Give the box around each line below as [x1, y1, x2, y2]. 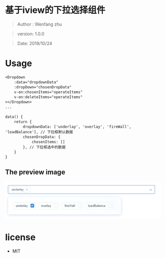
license [5, 232, 36, 243]
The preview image [5, 168, 66, 176]
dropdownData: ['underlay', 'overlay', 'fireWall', [23, 124, 132, 129]
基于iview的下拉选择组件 [5, 4, 106, 16]
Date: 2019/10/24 [17, 40, 53, 46]
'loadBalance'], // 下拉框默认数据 [5, 129, 73, 134]
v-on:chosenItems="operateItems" [14, 90, 83, 95]
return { [14, 119, 32, 124]
